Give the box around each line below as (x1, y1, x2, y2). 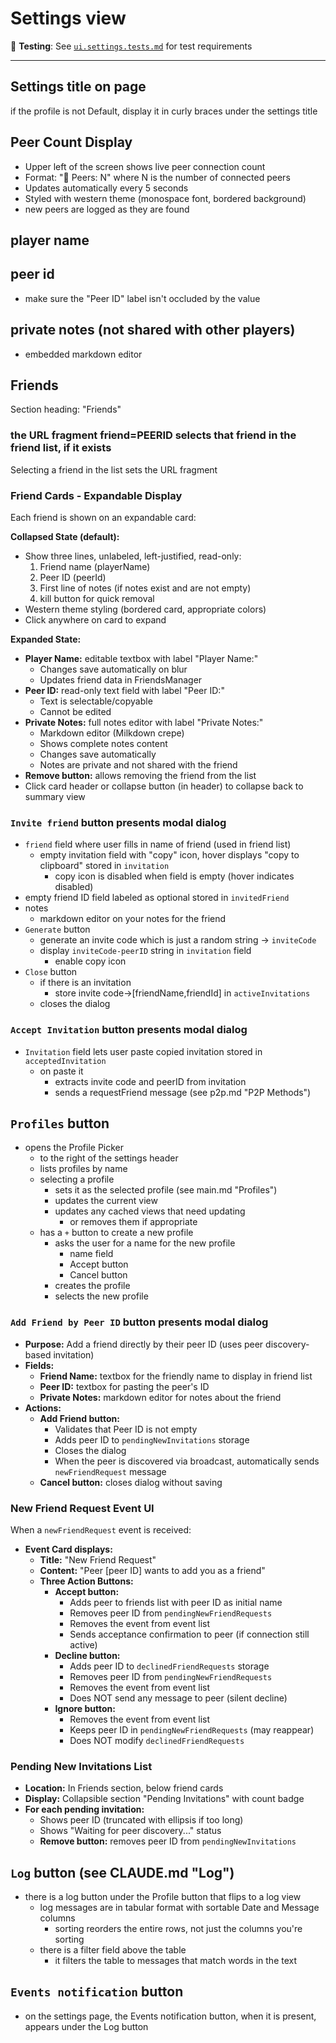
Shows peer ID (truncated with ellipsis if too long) (39, 1814, 244, 1826)
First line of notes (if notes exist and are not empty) (39, 582, 252, 594)
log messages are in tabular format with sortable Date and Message (39, 1902, 320, 1914)
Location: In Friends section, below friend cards (24, 1782, 224, 1794)
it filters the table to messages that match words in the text (54, 1955, 298, 1967)
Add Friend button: (39, 1412, 120, 1424)
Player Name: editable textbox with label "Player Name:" (24, 652, 259, 664)
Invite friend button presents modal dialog (10, 815, 227, 829)
